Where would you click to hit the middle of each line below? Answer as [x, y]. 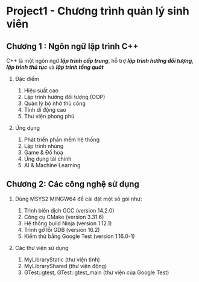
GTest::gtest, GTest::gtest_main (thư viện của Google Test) [96, 272]
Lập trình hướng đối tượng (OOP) [65, 97]
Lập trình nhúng [44, 146]
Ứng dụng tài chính [48, 159]
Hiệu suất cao [41, 91]
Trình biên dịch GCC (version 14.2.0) [69, 210]
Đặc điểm [27, 79]
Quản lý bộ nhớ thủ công [55, 103]
